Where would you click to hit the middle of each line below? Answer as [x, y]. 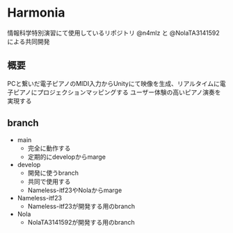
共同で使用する [49, 181]
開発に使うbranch [53, 173]
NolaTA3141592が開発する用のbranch [81, 222]
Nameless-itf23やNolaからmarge [75, 190]
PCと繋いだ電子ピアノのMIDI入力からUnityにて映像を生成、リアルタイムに [114, 83]
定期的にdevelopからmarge [67, 157]
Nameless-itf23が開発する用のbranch [81, 206]
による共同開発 [29, 41]
